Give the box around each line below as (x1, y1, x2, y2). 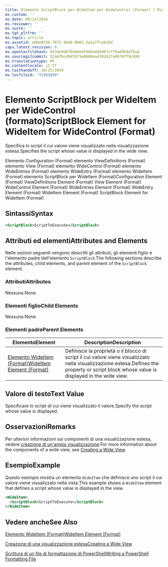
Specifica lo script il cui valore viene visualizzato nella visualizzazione (5, 142, 149, 148)
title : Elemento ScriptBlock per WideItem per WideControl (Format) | (5, 7, 155, 13)
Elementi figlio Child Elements (5, 302, 78, 309)
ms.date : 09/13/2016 (5, 17, 48, 22)
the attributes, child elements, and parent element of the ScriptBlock (5, 260, 147, 266)
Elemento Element (12, 339, 56, 346)
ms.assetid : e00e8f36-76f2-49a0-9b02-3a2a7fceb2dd (5, 40, 113, 45)
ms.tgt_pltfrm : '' (5, 31, 43, 36)
